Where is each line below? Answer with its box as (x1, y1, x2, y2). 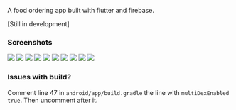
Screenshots (7, 37, 53, 47)
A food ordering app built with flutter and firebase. (7, 6, 155, 14)
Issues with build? (7, 72, 72, 82)
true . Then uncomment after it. (7, 96, 98, 104)
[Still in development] (7, 20, 70, 28)
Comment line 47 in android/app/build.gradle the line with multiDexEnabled (7, 88, 230, 97)
